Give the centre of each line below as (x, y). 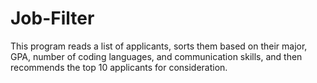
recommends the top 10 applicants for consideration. (119, 67)
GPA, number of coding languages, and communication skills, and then (156, 56)
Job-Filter (52, 18)
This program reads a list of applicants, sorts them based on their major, (159, 46)
